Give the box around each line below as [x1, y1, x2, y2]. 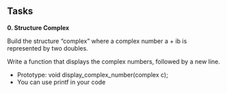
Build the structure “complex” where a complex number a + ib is [7, 37, 187, 45]
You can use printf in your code [16, 78, 106, 86]
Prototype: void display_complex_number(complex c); [16, 70, 169, 79]
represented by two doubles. [7, 44, 89, 52]
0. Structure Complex [7, 23, 70, 31]
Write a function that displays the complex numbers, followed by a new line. [7, 57, 221, 66]
